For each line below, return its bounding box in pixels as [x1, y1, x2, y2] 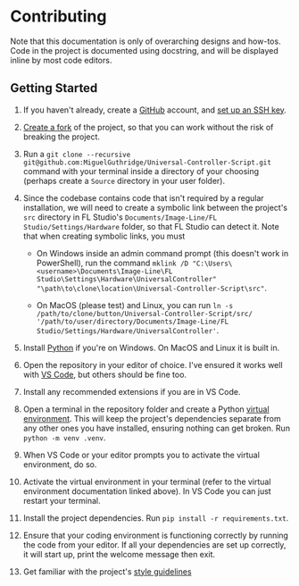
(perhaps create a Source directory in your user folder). [22, 175, 226, 186]
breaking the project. [22, 131, 101, 142]
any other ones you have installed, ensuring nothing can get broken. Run [22, 423, 291, 433]
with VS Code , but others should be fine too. [22, 369, 187, 380]
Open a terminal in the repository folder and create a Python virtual [22, 404, 270, 414]
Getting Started [10, 80, 98, 96]
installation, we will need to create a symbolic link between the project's [22, 202, 288, 213]
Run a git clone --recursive [22, 148, 131, 159]
